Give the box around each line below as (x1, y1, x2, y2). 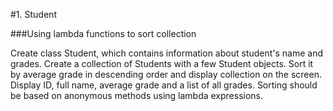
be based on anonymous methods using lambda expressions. (10, 90, 264, 101)
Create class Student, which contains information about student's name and (10, 47, 324, 59)
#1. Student (10, 9, 57, 20)
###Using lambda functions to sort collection (10, 28, 197, 39)
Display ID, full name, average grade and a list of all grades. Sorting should (10, 79, 318, 91)
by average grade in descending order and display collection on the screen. (10, 69, 322, 80)
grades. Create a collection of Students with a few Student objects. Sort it (10, 58, 314, 69)
